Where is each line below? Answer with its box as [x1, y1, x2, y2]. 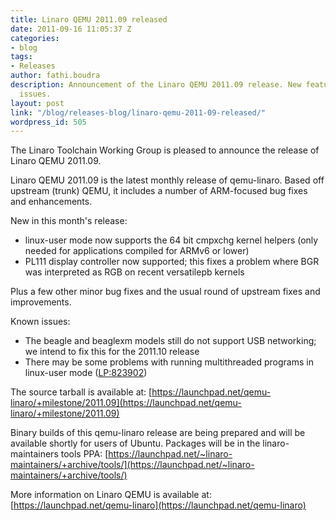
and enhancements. [10, 196, 93, 208]
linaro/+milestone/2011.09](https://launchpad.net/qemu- [10, 397, 242, 409]
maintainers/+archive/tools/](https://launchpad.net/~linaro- [10, 459, 255, 471]
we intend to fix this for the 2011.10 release [24, 346, 200, 358]
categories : [10, 33, 60, 43]
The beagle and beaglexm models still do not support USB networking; [24, 335, 317, 347]
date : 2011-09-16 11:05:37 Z [10, 24, 132, 34]
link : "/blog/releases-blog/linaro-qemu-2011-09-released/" [10, 107, 267, 118]
